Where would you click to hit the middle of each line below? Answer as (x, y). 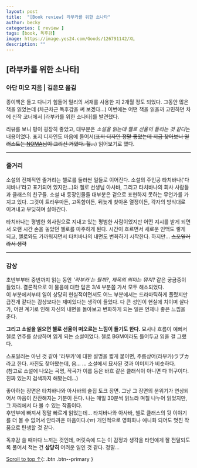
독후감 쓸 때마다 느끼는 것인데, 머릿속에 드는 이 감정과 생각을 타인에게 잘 (88, 440)
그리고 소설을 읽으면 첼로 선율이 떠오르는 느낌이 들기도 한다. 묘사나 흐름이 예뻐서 (97, 329)
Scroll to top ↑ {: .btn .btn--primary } (50, 459)
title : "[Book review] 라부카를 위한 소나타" (58, 17)
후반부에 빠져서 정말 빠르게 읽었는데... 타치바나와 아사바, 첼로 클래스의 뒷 (89, 413)
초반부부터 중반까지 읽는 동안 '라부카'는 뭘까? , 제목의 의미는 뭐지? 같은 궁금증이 (96, 280)
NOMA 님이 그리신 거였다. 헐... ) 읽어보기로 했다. (80, 143)
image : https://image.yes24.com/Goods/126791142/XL (70, 39)
